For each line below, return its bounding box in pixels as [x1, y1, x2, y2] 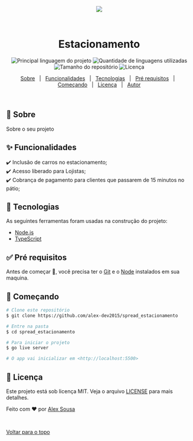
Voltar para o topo [6, 428, 50, 435]
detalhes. [6, 394, 29, 401]
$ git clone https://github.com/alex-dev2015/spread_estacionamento [6, 313, 178, 319]
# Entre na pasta [6, 323, 49, 329]
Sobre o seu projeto [6, 125, 54, 132]
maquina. [6, 274, 29, 281]
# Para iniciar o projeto [6, 339, 70, 345]
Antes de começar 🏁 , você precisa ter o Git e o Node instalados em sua [6, 268, 180, 275]
